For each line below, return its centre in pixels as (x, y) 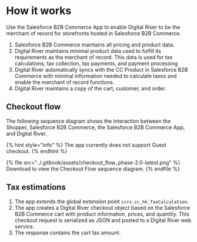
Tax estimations (36, 187)
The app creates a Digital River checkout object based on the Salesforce (102, 207)
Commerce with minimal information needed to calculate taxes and (96, 76)
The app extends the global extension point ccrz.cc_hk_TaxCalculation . (102, 201)
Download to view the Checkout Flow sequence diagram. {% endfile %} (93, 169)
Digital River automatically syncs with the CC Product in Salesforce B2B (101, 69)
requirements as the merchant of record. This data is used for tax (94, 57)
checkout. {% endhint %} (37, 151)
